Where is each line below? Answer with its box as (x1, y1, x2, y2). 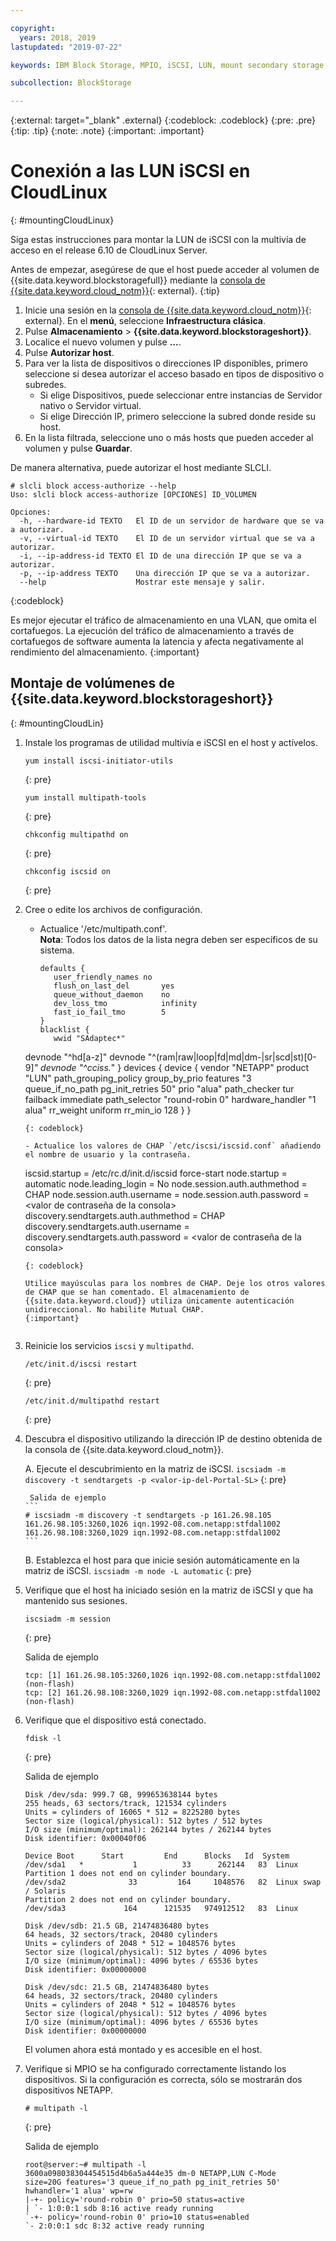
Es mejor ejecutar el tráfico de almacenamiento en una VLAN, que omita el (10, 614, 317, 626)
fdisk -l (24, 1733, 62, 1743)
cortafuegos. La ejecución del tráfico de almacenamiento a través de (10, 625, 295, 637)
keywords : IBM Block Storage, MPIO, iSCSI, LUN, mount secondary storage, (10, 60, 329, 70)
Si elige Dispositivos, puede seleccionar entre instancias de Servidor (39, 389, 323, 401)
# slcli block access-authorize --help (10, 481, 177, 491)
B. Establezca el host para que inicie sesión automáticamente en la (24, 1554, 300, 1566)
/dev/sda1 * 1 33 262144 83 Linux (24, 1859, 299, 1870)
